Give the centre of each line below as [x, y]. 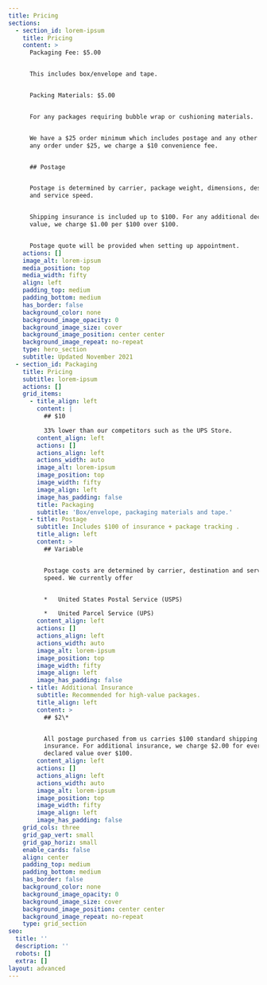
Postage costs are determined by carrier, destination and [143, 571]
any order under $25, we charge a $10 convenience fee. [124, 145]
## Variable [63, 549]
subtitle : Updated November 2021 [78, 357]
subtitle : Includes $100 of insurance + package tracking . [138, 527]
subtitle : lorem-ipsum [60, 379]
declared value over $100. [88, 754]
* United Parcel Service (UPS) [99, 614]
